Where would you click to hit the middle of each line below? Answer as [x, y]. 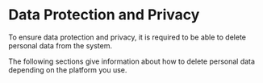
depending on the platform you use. [68, 69]
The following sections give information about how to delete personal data [132, 61]
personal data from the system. [61, 45]
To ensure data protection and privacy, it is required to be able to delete [127, 37]
